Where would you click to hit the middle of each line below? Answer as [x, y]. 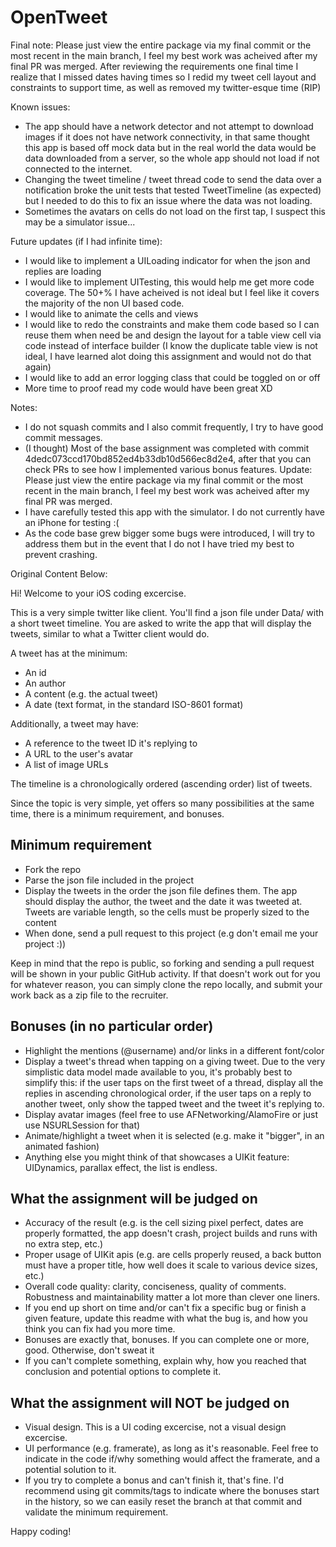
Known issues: [40, 107]
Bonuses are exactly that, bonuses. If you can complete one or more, [167, 1340]
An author [45, 683]
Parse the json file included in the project [109, 880]
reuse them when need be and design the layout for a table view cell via [173, 335]
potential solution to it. [70, 1470]
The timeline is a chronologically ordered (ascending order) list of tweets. [161, 783]
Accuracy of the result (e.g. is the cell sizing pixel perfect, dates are [164, 1223]
